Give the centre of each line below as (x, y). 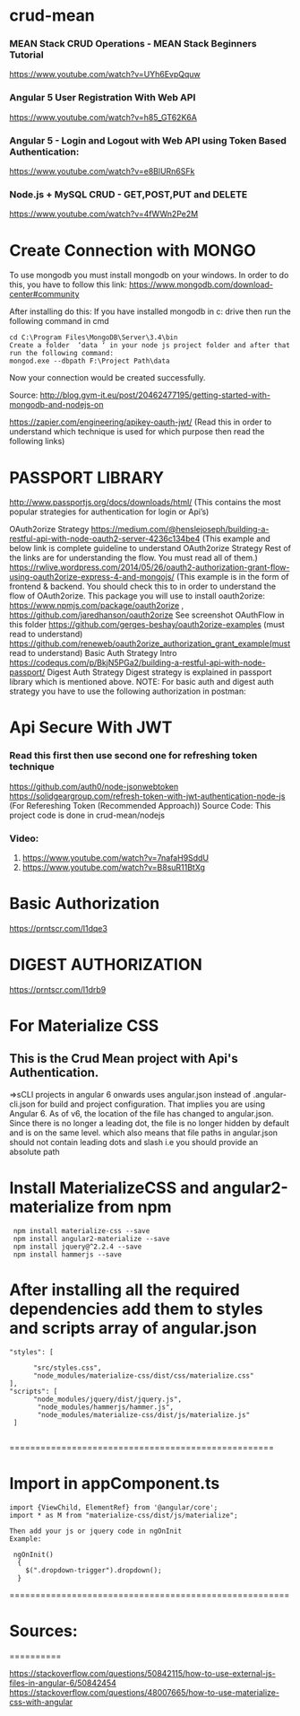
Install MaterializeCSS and (109, 1188)
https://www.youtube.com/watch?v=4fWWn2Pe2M (104, 214)
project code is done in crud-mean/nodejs (87, 815)
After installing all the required (124, 1290)
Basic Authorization (85, 904)
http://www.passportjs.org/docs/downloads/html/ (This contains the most (145, 503)
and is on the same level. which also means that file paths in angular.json (144, 1133)
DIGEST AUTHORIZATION (106, 965)
